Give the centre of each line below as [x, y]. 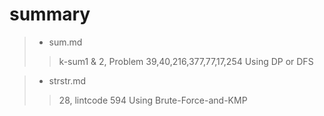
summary [50, 14]
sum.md [65, 42]
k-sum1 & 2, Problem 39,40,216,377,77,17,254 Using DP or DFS [186, 61]
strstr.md [67, 80]
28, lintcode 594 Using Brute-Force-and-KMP [153, 100]
